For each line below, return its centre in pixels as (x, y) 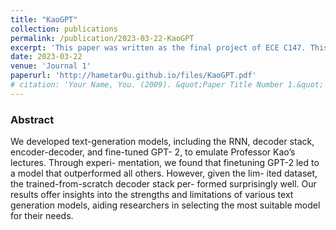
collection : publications (64, 29)
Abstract (32, 119)
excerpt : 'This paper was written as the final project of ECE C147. (158, 47)
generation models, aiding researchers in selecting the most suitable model (165, 205)
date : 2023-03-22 (46, 57)
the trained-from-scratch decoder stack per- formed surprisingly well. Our (163, 184)
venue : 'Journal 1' (51, 66)
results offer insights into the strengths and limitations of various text (152, 195)
